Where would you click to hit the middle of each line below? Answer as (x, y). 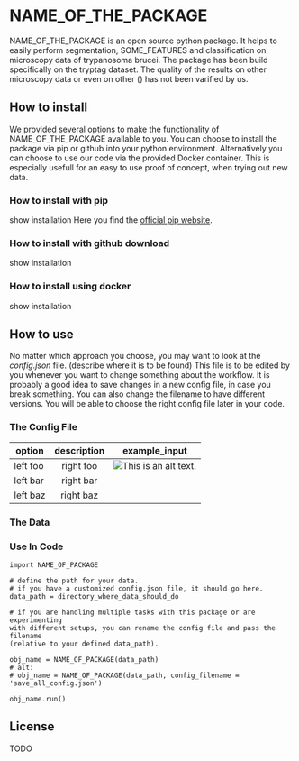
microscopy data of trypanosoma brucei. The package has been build (139, 60)
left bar (29, 481)
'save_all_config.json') (56, 683)
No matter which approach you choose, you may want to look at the (135, 356)
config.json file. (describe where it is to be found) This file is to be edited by (150, 365)
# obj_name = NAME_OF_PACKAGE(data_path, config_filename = (125, 675)
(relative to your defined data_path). (84, 644)
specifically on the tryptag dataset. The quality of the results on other (138, 69)
